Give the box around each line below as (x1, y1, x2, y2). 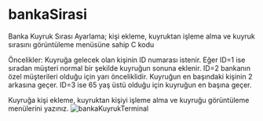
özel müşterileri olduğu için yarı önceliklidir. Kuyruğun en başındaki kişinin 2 (8, 71, 253, 81)
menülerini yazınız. (8, 104, 69, 113)
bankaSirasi (8, 5, 88, 24)
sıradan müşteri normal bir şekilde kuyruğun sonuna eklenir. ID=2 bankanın (8, 63, 251, 72)
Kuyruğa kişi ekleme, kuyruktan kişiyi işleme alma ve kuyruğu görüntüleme (8, 95, 250, 104)
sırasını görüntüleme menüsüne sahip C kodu (8, 39, 155, 49)
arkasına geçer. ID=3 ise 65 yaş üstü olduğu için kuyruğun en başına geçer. (8, 80, 252, 90)
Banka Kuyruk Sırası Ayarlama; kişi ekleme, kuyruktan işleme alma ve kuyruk (8, 31, 255, 41)
